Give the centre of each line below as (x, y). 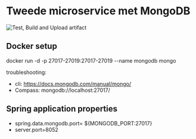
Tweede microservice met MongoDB (98, 11)
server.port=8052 (36, 129)
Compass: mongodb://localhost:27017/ (62, 90)
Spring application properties (62, 109)
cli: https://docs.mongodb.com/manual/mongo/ (73, 84)
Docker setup (32, 46)
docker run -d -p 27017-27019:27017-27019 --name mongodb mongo (91, 60)
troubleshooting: (26, 72)
